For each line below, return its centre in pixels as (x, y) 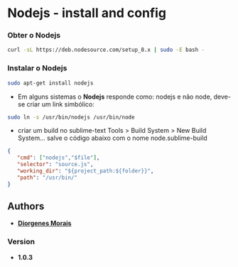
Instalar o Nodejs (37, 68)
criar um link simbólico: (60, 104)
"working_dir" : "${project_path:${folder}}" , (85, 171)
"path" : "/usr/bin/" (47, 178)
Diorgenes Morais (44, 223)
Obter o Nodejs (34, 36)
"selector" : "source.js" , (55, 165)
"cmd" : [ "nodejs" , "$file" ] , (58, 158)
